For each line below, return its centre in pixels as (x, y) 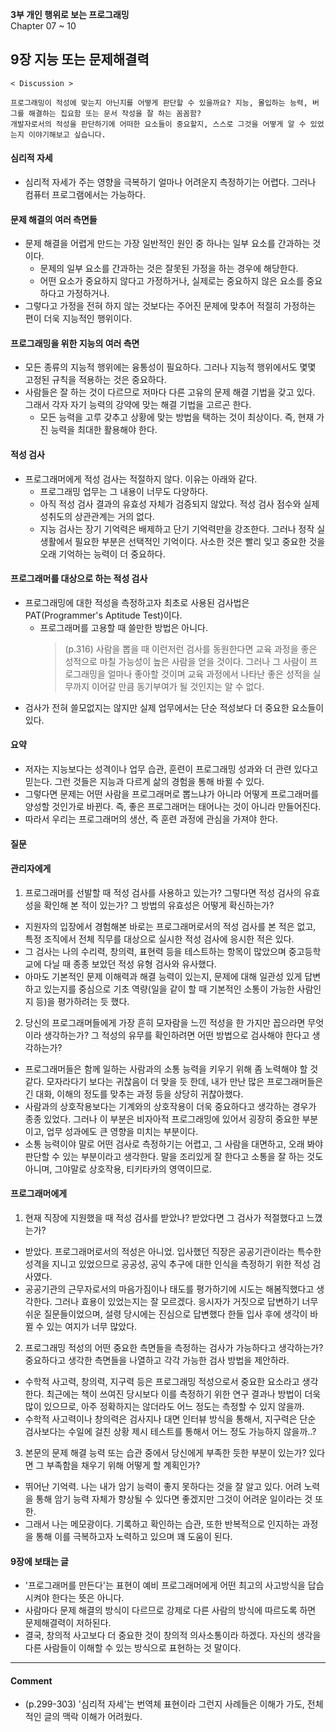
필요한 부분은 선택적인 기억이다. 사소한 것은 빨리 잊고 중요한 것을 (200, 541)
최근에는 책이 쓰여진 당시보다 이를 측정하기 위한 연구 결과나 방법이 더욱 (184, 1394)
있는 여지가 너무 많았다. (92, 1327)
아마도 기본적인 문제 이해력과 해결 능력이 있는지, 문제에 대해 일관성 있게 (163, 976)
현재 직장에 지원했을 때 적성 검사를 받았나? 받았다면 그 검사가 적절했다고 (164, 1218)
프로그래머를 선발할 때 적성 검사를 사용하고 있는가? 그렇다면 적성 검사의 (163, 892)
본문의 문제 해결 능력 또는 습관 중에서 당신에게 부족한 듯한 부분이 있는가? (165, 1453)
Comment (31, 1680)
